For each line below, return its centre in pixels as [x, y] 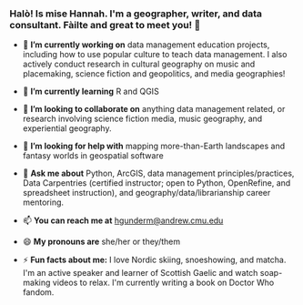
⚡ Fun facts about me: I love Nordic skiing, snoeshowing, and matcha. [154, 260]
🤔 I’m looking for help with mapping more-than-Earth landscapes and [154, 146]
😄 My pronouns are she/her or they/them [101, 242]
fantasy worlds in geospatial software [93, 156]
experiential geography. [67, 128]
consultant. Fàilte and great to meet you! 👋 [105, 25]
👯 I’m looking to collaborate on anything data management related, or [154, 109]
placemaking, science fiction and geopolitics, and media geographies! [154, 74]
